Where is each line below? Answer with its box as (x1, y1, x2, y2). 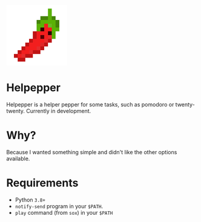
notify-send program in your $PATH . (15, 202, 104, 210)
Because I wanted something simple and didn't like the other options (6, 148, 177, 155)
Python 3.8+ (15, 196, 45, 203)
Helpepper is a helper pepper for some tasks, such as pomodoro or (6, 100, 174, 108)
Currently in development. (26, 107, 91, 114)
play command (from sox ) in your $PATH (15, 209, 113, 216)
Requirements (6, 176, 79, 190)
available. (6, 155, 30, 162)
